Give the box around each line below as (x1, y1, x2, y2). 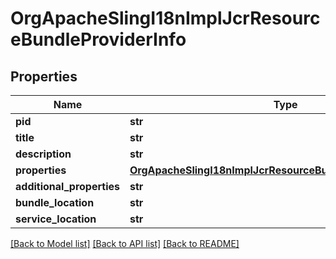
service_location (15, 212, 97, 226)
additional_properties (15, 180, 120, 193)
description (15, 147, 72, 161)
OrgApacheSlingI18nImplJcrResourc (10, 7, 321, 30)
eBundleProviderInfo (10, 28, 187, 51)
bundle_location (15, 196, 95, 209)
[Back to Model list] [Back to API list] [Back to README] (10, 238, 240, 249)
